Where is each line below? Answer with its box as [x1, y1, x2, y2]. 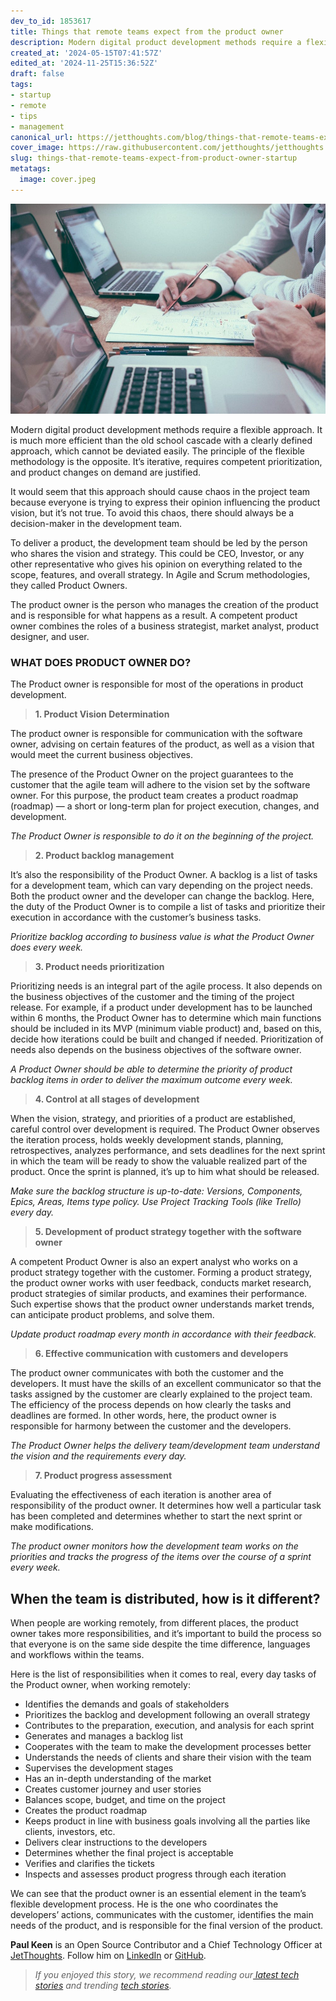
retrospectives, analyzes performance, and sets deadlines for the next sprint [10, 1145, 326, 1157]
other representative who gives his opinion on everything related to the [10, 558, 303, 570]
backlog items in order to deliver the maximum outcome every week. [10, 1074, 293, 1086]
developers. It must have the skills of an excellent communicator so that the [10, 1378, 322, 1390]
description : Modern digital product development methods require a [10, 37, 302, 47]
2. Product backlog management [34, 850, 175, 862]
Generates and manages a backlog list [24, 1730, 183, 1742]
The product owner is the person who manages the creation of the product [10, 598, 319, 610]
